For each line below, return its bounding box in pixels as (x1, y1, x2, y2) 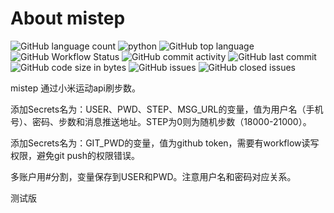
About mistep (10, 7, 126, 30)
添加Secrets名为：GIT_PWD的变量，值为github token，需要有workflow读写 (10, 137, 320, 149)
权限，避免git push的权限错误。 (10, 149, 141, 161)
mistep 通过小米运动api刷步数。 (10, 82, 141, 94)
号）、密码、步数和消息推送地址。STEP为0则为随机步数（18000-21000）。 (10, 115, 312, 127)
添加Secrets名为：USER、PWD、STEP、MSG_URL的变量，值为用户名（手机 (10, 103, 324, 115)
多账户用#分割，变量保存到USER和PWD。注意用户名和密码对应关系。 (10, 170, 297, 182)
